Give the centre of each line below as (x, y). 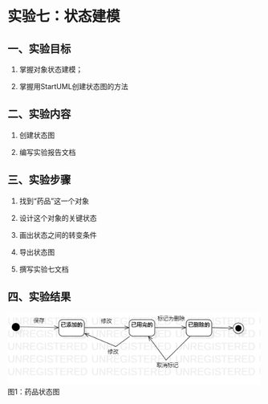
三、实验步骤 (39, 180)
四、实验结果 (39, 297)
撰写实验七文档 (44, 269)
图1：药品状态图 (34, 392)
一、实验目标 (39, 49)
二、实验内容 (39, 114)
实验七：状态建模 (64, 16)
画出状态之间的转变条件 (58, 235)
